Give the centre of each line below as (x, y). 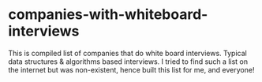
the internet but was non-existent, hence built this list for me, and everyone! (131, 69)
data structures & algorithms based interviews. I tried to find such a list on (128, 61)
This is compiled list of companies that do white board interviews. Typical (127, 53)
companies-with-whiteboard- (108, 15)
